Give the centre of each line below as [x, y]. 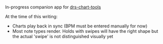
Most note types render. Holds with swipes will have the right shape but [85, 31]
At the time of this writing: [31, 16]
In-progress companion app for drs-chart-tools [53, 7]
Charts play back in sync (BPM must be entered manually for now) [80, 26]
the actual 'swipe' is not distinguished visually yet [63, 36]
